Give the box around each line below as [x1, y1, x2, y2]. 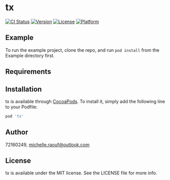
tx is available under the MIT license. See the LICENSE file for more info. [5, 170, 157, 176]
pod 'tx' [5, 113, 24, 119]
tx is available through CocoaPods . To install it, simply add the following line [5, 98, 165, 104]
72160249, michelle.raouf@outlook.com [5, 142, 90, 148]
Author [5, 128, 28, 137]
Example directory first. [5, 52, 55, 58]
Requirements [5, 67, 51, 76]
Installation [5, 85, 42, 93]
